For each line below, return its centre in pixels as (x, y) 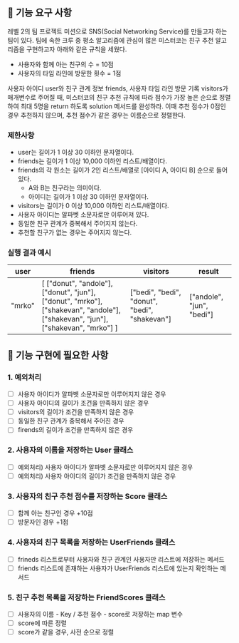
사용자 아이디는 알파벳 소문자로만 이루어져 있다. (83, 215)
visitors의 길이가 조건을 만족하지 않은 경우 (76, 412)
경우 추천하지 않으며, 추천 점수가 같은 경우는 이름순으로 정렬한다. (97, 115)
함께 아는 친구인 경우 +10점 (55, 513)
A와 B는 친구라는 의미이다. (65, 188)
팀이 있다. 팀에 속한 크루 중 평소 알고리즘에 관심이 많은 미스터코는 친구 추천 (111, 40)
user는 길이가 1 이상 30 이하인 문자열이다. (76, 153)
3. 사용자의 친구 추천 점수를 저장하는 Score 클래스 (87, 496)
